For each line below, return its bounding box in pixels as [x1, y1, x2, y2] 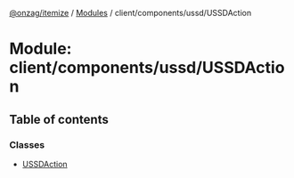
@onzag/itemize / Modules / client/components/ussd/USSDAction [9, 8, 252, 18]
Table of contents [9, 111, 109, 127]
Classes [9, 138, 45, 150]
